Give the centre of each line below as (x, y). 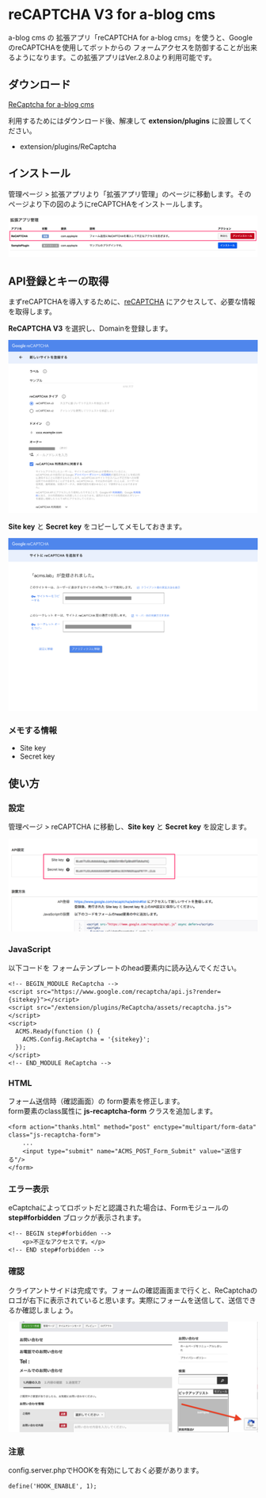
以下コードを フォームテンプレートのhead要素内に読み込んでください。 (125, 968)
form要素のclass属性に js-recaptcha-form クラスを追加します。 (113, 1111)
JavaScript (30, 950)
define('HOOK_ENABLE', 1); (53, 1487)
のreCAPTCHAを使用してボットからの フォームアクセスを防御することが (126, 47)
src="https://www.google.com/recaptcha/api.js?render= (129, 992)
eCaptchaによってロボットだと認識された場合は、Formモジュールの (119, 1208)
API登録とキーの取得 (59, 281)
